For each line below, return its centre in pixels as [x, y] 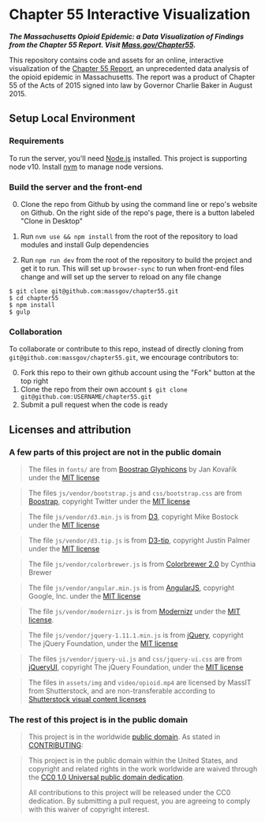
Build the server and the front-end [76, 187]
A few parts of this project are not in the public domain [115, 452]
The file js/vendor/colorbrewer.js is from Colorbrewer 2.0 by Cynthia [142, 564]
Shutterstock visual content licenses [87, 699]
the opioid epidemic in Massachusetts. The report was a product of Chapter [132, 77]
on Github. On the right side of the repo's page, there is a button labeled [137, 212]
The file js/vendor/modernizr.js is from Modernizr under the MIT [134, 611]
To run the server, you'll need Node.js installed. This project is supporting [128, 158]
